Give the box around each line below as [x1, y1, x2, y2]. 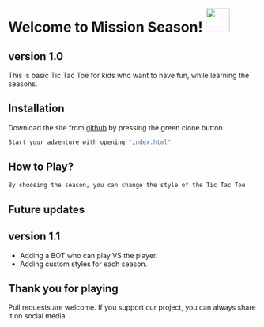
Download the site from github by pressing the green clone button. [8, 122, 225, 132]
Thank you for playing [8, 281, 119, 295]
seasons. [8, 79, 38, 88]
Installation [8, 102, 65, 115]
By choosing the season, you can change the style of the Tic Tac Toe [8, 181, 246, 189]
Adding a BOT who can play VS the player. [19, 250, 158, 260]
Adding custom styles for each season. [19, 259, 148, 269]
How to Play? [8, 160, 74, 174]
